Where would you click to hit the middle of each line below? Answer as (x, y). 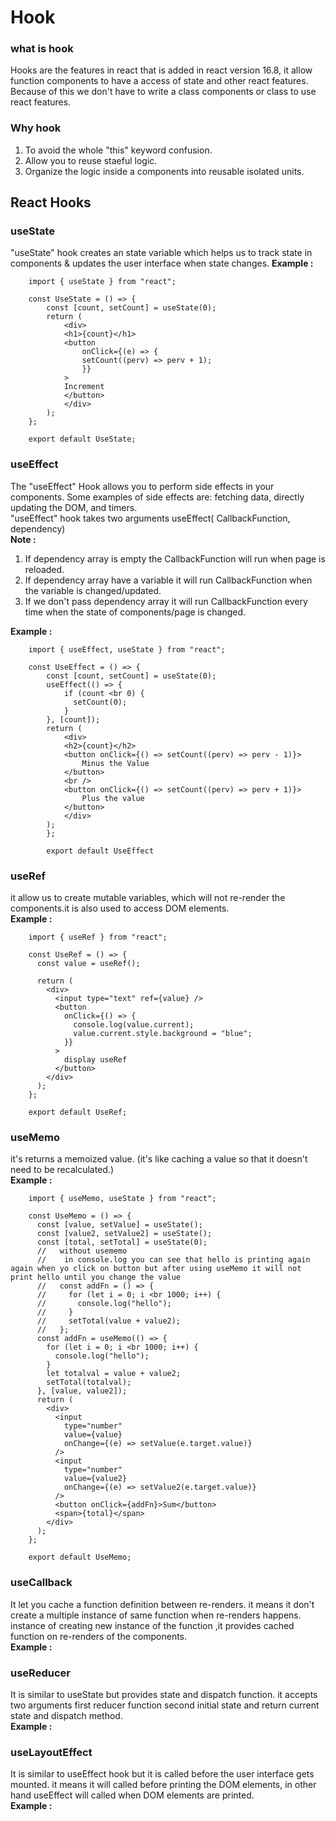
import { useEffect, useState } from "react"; (127, 649)
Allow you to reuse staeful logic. (91, 160)
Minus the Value (115, 763)
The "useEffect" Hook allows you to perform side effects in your (142, 486)
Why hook (36, 128)
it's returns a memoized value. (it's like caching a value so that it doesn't (159, 1159)
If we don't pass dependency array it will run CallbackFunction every (166, 601)
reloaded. (44, 569)
